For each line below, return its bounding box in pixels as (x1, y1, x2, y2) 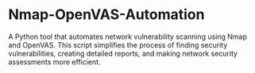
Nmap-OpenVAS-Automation (8, 6, 205, 24)
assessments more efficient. (8, 57, 101, 67)
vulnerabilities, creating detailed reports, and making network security (8, 48, 238, 58)
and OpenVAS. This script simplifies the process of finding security (8, 40, 228, 49)
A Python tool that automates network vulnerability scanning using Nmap (8, 32, 248, 41)
